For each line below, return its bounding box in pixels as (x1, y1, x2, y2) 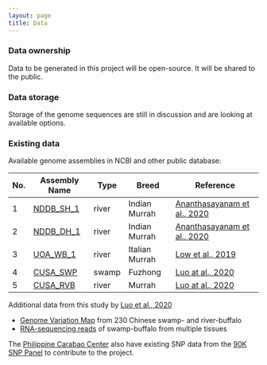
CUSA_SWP (33, 267, 78, 278)
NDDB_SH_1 (33, 204, 80, 215)
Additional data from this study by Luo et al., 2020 (8, 300, 172, 310)
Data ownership (8, 45, 72, 56)
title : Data (8, 19, 48, 27)
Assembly (40, 175, 79, 186)
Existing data (8, 138, 60, 149)
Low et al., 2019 (175, 249, 237, 260)
